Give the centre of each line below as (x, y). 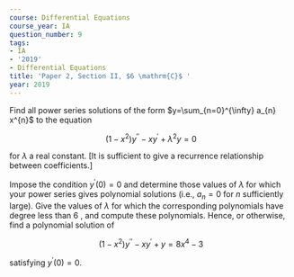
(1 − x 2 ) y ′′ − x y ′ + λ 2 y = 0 (151, 138)
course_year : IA (40, 26)
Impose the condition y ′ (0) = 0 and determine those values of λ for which (145, 183)
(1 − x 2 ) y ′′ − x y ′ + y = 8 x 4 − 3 (151, 243)
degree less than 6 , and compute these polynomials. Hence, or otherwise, (147, 215)
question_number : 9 (46, 34)
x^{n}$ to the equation (51, 120)
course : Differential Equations (70, 18)
